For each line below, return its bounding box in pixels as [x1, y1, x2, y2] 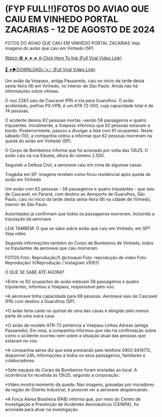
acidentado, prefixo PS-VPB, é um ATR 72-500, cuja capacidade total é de [5, 103, 154, 108]
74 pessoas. [5, 108, 30, 114]
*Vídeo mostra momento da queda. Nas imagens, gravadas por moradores [5, 382, 155, 387]
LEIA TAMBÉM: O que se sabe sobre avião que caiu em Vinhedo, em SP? [5, 225, 150, 231]
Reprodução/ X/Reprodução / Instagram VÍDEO [5, 260, 99, 265]
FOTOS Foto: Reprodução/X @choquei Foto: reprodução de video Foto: [5, 254, 147, 261]
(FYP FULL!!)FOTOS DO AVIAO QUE [5, 3, 149, 15]
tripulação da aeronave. [5, 216, 52, 222]
